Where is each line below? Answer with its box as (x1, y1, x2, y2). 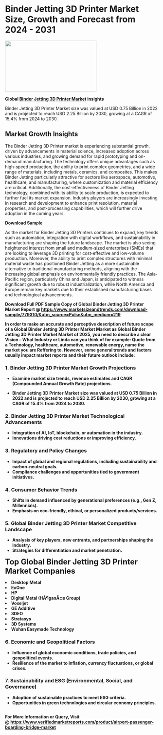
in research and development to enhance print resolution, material (5, 200, 137, 206)
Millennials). (12, 502, 38, 508)
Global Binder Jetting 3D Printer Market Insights (5, 96, 104, 102)
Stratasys (11, 616, 32, 622)
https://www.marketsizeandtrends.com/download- (41, 306, 148, 312)
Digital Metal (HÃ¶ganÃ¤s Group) (11, 595, 81, 601)
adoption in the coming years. (5, 210, 65, 216)
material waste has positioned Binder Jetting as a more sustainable (5, 260, 140, 266)
